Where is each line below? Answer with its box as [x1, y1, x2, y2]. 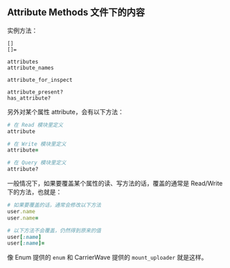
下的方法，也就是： [7, 188, 62, 196]
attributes [7, 58, 39, 65]
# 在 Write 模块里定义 [7, 141, 67, 148]
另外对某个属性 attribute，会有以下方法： [7, 107, 125, 116]
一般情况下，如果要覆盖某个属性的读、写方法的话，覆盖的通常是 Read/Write [7, 179, 223, 188]
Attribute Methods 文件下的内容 [7, 6, 145, 19]
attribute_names [7, 64, 54, 71]
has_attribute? [7, 94, 51, 102]
